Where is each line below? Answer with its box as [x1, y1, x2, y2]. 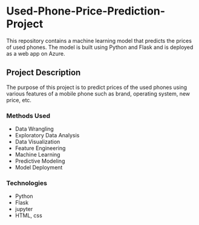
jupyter [15, 206, 33, 213]
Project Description [6, 68, 81, 78]
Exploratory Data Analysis [15, 132, 80, 139]
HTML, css [15, 212, 42, 219]
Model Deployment [15, 164, 63, 171]
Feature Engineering [15, 145, 66, 152]
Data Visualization [15, 138, 60, 146]
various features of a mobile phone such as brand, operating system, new [6, 90, 191, 97]
